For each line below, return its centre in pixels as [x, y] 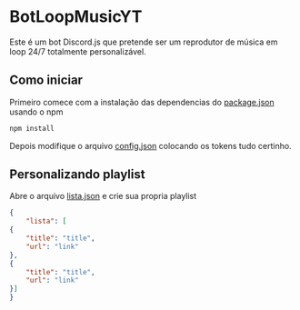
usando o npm [36, 112]
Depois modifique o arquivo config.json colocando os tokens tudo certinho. [151, 145]
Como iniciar [46, 80]
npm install [32, 128]
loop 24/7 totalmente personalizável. [78, 51]
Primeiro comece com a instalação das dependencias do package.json [142, 102]
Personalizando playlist [77, 175]
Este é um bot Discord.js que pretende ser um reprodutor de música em [144, 42]
